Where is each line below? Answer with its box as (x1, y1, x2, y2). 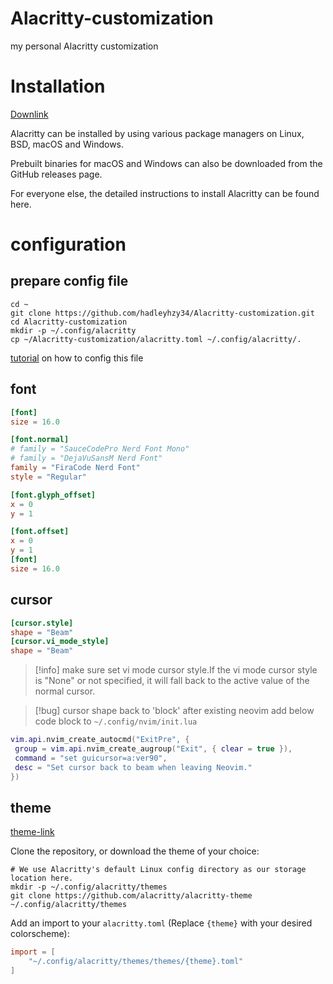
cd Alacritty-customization (10, 317, 128, 327)
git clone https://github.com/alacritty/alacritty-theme (10, 891, 253, 901)
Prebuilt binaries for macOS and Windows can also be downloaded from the (10, 157, 323, 169)
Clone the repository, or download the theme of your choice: (10, 845, 260, 857)
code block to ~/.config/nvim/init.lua (34, 715, 198, 727)
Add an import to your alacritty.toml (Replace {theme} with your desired (10, 917, 313, 929)
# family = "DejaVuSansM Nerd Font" (10, 453, 163, 464)
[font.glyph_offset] (10, 490, 97, 500)
